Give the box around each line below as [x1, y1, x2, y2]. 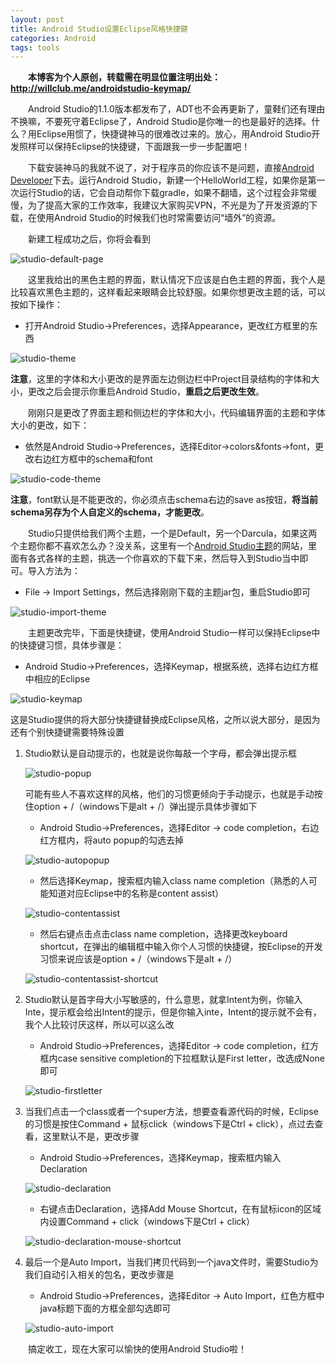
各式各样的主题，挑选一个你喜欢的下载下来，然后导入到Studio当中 [27, 552, 300, 565]
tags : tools [10, 42, 60, 53]
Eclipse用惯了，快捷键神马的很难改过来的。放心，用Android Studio [36, 128, 312, 140]
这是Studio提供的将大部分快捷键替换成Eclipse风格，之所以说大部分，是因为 [10, 714, 321, 726]
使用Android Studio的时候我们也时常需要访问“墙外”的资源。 [36, 212, 282, 224]
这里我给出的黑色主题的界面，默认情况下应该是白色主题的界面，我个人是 [28, 274, 326, 286]
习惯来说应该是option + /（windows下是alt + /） [39, 953, 238, 965]
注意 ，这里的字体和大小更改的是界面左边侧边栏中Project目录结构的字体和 [10, 373, 312, 385]
